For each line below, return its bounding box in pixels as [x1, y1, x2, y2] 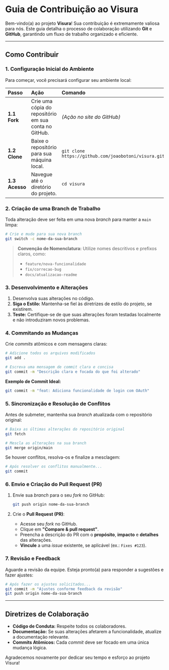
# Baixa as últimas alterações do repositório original [5, 426, 125, 432]
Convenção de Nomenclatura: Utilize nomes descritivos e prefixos [17, 245, 157, 251]
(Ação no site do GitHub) [61, 113, 121, 120]
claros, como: [17, 251, 46, 257]
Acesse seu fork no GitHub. [20, 521, 77, 527]
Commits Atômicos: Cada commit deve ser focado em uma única [12, 639, 149, 645]
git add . [5, 355, 26, 361]
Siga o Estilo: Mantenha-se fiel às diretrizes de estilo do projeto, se [12, 301, 152, 307]
